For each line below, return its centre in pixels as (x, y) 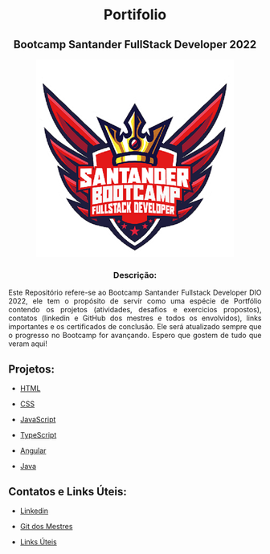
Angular (33, 450)
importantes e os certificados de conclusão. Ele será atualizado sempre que (135, 327)
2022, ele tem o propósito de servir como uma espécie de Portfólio (135, 301)
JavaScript (38, 420)
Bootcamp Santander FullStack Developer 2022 (135, 45)
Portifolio (135, 15)
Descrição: (135, 275)
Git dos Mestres (46, 526)
